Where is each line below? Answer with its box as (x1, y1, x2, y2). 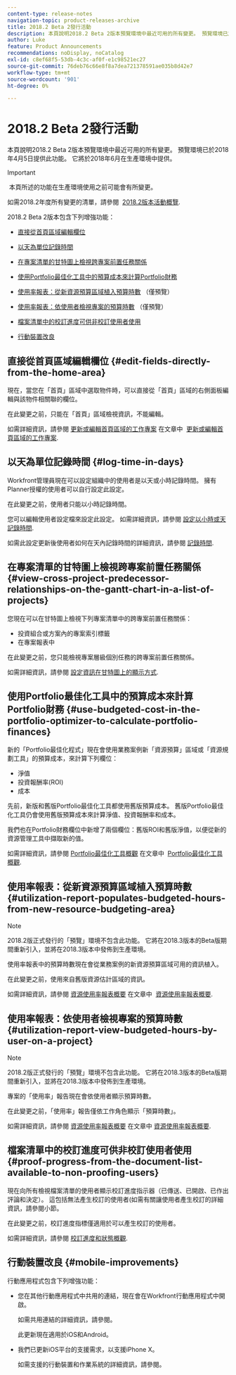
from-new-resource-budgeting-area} (7, 903, 176, 915)
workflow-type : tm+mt (7, 69, 71, 76)
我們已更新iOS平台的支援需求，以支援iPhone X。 (17, 1345, 159, 1353)
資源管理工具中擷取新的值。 (7, 835, 88, 843)
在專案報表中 (17, 638, 55, 646)
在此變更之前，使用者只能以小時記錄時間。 (7, 500, 131, 508)
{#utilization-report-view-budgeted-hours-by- (7, 1024, 218, 1036)
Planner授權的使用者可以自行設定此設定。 (7, 485, 129, 493)
